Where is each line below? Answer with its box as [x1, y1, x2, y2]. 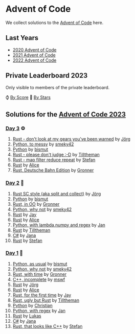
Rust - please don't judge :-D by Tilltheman [12, 152, 100, 158]
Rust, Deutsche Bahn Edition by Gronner [12, 167, 94, 173]
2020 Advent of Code [12, 47, 57, 52]
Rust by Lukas [12, 312, 42, 319]
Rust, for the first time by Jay [12, 292, 71, 298]
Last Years [5, 34, 39, 42]
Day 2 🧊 [5, 180, 24, 187]
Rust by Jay [12, 212, 37, 217]
